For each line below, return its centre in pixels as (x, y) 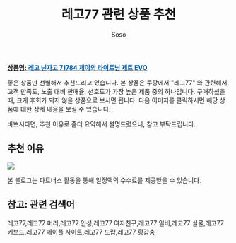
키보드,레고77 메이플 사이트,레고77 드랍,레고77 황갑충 (81, 232)
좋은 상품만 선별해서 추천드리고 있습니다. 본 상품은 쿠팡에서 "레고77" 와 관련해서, (118, 83)
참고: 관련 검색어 (41, 205)
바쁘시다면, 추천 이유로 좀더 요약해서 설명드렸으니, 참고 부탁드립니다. (102, 124)
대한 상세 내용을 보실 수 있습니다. (65, 109)
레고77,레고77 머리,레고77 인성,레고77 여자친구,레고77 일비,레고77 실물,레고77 (116, 223)
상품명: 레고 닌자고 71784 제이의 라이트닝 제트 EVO (77, 67)
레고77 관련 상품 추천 (119, 14)
